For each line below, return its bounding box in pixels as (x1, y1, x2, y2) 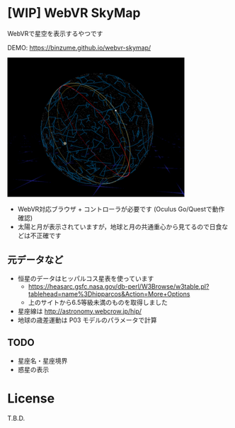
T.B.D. (7, 414, 25, 422)
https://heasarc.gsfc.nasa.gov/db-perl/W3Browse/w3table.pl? (28, 282, 210, 291)
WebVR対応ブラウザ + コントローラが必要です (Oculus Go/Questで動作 (17, 204, 225, 213)
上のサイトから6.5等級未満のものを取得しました (28, 298, 168, 306)
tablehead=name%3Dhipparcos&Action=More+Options (28, 289, 190, 298)
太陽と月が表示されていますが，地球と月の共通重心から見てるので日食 (17, 222, 222, 231)
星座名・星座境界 (17, 356, 68, 365)
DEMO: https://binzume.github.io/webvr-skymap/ (7, 43, 151, 52)
